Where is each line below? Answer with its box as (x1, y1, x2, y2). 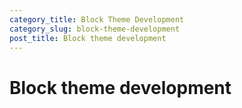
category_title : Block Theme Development (9, 14, 185, 25)
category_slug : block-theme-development (9, 24, 181, 34)
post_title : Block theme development (9, 33, 167, 43)
